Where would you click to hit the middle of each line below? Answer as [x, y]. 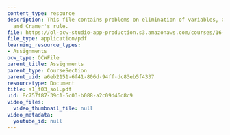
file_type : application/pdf [47, 39]
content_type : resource [41, 13]
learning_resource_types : [44, 45]
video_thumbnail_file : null [53, 108]
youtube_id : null [38, 121]
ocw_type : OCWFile [33, 58]
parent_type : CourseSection [47, 70]
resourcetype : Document [41, 83]
